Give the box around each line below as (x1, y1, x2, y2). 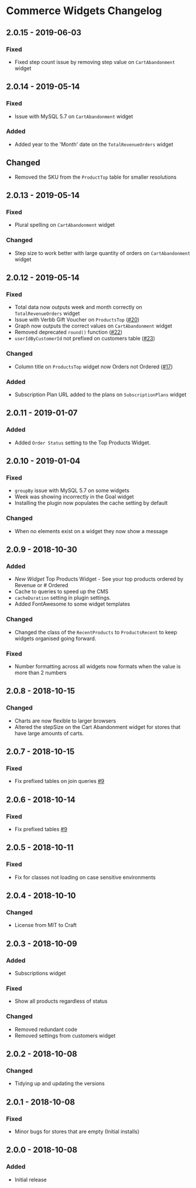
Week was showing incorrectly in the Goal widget (14, 493, 134, 500)
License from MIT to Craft (14, 922, 77, 929)
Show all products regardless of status (14, 998, 108, 1005)
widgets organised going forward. (14, 635, 97, 642)
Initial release (14, 1176, 47, 1183)
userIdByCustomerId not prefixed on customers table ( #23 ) (14, 335, 156, 342)
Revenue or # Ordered (14, 582, 68, 589)
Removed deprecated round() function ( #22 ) (14, 329, 123, 336)
